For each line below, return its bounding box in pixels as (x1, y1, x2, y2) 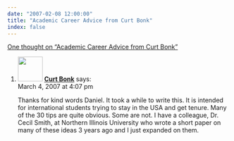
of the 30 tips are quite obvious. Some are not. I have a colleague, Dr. (17, 111, 219, 120)
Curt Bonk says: (44, 75, 92, 83)
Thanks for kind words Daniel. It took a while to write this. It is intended (17, 96, 224, 104)
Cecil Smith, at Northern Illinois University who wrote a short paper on (17, 118, 221, 127)
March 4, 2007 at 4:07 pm (17, 82, 94, 91)
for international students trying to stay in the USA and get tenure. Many (17, 104, 227, 112)
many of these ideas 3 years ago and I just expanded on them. (17, 126, 199, 135)
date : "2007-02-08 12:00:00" (7, 10, 93, 18)
